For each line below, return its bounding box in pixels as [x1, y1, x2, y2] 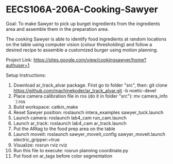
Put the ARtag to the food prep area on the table [13, 126, 115, 132]
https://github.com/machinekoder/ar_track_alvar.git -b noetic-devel [13, 87, 157, 93]
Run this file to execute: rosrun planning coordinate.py [13, 147, 128, 153]
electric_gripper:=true [13, 136, 60, 142]
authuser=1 [6, 62, 30, 68]
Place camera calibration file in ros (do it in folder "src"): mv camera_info [13, 93, 168, 99]
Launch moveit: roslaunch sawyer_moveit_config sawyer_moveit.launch [13, 131, 165, 137]
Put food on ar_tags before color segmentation [13, 153, 113, 159]
